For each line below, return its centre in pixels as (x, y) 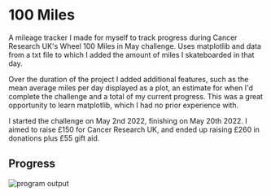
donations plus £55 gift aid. (54, 138)
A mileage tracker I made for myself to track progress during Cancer (123, 37)
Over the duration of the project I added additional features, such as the (129, 79)
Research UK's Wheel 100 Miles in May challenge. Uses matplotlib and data (135, 46)
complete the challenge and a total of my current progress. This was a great (135, 96)
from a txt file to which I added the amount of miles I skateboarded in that (131, 54)
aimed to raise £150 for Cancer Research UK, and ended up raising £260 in (134, 129)
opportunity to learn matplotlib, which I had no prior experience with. (124, 105)
